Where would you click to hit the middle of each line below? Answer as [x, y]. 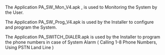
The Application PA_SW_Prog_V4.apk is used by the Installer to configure [80, 22]
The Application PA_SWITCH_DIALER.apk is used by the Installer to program [83, 37]
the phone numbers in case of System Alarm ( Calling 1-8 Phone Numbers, [81, 42]
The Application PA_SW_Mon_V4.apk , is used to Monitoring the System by [81, 7]
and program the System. [31, 27]
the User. [14, 12]
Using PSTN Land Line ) [29, 47]
